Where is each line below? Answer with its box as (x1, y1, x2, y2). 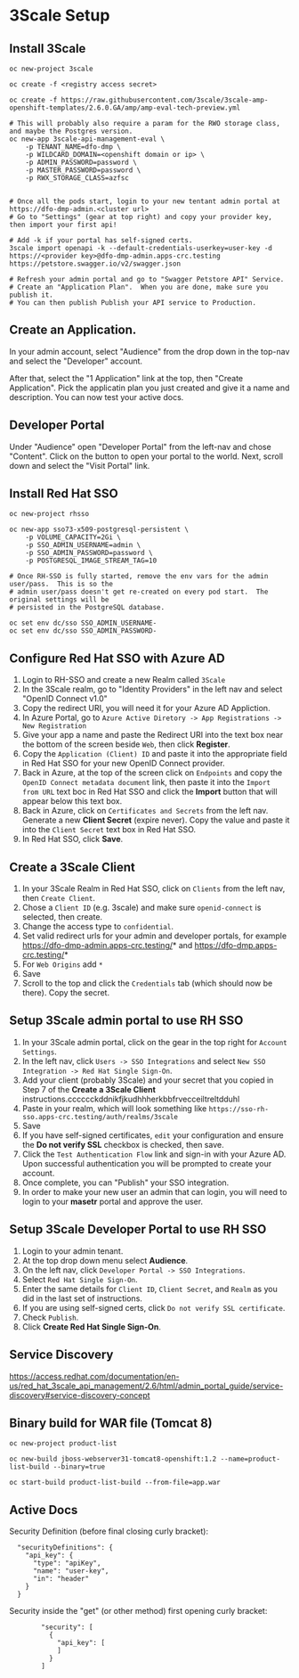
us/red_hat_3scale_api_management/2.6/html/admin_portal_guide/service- (9, 1380, 284, 1391)
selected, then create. (21, 912, 103, 922)
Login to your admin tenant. (21, 1245, 124, 1256)
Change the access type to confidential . (21, 921, 174, 932)
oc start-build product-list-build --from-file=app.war (9, 1478, 221, 1487)
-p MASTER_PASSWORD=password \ (25, 166, 141, 175)
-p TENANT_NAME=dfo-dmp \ (25, 143, 122, 151)
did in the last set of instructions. (21, 1293, 142, 1304)
